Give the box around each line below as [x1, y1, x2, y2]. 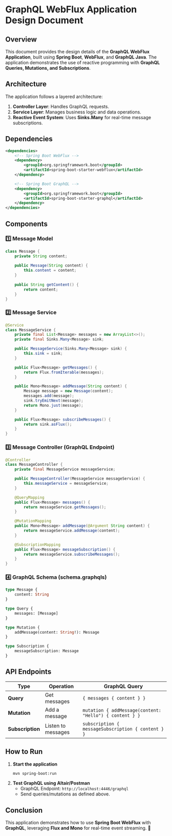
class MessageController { [5, 462, 63, 467]
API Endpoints [5, 668, 52, 676]
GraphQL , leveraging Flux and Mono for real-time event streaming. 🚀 [5, 825, 151, 831]
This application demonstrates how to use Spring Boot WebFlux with [5, 820, 151, 826]
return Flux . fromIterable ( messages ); [24, 370, 104, 375]
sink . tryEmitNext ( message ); [24, 398, 83, 404]
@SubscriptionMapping [14, 542, 60, 547]
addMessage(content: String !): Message [14, 630, 100, 635]
